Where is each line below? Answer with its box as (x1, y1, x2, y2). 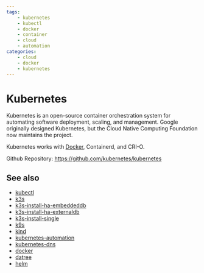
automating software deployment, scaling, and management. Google (6, 118, 178, 126)
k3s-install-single (15, 214, 59, 222)
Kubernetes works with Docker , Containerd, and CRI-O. (6, 143, 145, 151)
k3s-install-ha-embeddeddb (15, 202, 86, 209)
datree (15, 253, 32, 261)
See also (6, 172, 40, 183)
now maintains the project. (6, 132, 73, 139)
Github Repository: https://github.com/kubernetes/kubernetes (6, 155, 162, 162)
